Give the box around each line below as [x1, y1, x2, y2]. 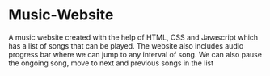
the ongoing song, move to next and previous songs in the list [8, 58, 214, 68]
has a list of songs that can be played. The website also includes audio [8, 40, 244, 50]
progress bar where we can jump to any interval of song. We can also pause [8, 49, 263, 59]
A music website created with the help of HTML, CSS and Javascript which [8, 32, 259, 42]
